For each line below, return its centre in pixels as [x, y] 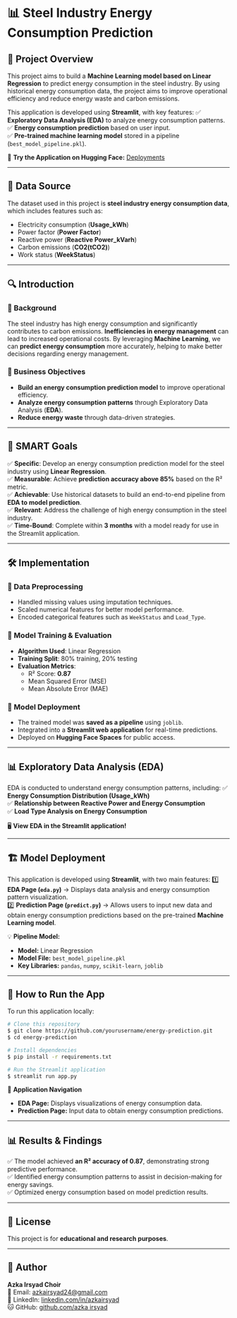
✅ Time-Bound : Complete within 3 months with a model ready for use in [113, 525]
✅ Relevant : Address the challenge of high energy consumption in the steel [117, 510]
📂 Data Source [39, 187]
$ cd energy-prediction [42, 1038]
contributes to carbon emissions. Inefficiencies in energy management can [118, 331]
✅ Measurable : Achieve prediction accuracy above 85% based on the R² [115, 479]
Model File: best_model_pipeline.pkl [71, 958]
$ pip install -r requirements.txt [60, 1057]
